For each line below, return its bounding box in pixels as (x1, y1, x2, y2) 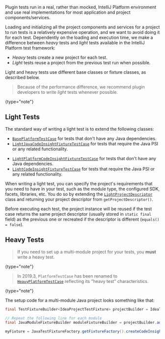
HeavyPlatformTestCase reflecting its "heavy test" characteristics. (17, 278, 149, 284)
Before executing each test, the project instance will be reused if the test (5, 206, 152, 212)
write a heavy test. (17, 254, 55, 260)
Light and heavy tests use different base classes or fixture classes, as (5, 69, 146, 75)
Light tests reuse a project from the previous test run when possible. (12, 60, 151, 65)
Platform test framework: (5, 45, 55, 51)
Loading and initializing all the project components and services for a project (5, 24, 160, 30)
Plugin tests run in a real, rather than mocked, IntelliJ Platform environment (5, 4, 156, 10)
